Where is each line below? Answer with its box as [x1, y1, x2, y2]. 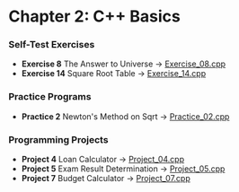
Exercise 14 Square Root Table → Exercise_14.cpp [21, 68, 207, 79]
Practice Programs [8, 91, 92, 103]
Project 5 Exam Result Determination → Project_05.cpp [21, 163, 226, 174]
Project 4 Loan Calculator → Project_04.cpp [21, 154, 185, 165]
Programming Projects [8, 133, 109, 145]
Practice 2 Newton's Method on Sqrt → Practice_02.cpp [21, 110, 230, 122]
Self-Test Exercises [8, 39, 95, 51]
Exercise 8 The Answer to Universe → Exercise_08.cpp [21, 58, 226, 69]
